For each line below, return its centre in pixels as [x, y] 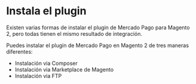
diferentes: [19, 51]
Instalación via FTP [38, 76]
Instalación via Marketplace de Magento [64, 69]
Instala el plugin [46, 11]
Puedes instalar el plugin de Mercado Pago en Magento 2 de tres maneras [98, 45]
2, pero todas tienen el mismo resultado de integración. [74, 33]
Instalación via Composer [46, 63]
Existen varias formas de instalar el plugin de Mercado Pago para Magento [98, 27]
